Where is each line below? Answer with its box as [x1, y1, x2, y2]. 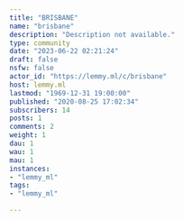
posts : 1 [9, 114, 42, 123]
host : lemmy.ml [9, 80, 67, 89]
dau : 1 [9, 139, 34, 148]
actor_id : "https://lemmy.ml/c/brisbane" [9, 72, 168, 81]
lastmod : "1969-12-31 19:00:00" [9, 88, 131, 97]
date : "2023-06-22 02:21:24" [9, 47, 119, 56]
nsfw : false [9, 64, 54, 73]
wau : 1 [9, 147, 34, 156]
